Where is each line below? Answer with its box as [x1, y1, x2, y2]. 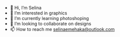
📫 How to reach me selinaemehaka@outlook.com [10, 26, 115, 32]
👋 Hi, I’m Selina [10, 5, 42, 10]
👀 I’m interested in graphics [10, 10, 67, 16]
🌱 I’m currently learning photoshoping [10, 15, 89, 21]
